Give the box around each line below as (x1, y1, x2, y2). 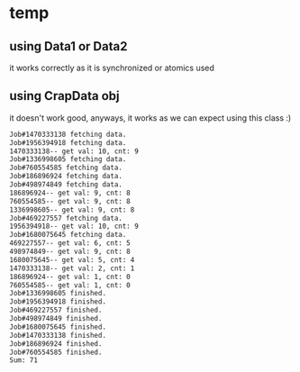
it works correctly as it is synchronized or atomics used (9, 62, 214, 73)
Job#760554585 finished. (9, 348, 103, 357)
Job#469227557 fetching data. (9, 213, 123, 222)
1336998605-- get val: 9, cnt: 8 (9, 205, 135, 214)
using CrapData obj (9, 88, 120, 104)
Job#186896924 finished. (9, 339, 103, 349)
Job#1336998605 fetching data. (9, 155, 127, 164)
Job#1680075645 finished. (9, 322, 106, 331)
